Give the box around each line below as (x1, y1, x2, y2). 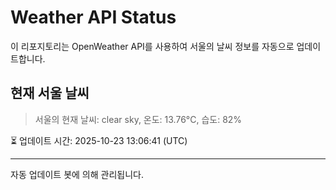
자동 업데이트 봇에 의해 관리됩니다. (10, 168, 144, 180)
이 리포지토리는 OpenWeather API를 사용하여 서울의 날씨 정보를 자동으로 (10, 40, 295, 52)
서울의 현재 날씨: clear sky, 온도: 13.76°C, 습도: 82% (34, 113, 243, 125)
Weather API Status (10, 6, 177, 29)
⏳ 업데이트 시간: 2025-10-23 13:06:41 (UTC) (10, 134, 188, 146)
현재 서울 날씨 (10, 85, 90, 102)
